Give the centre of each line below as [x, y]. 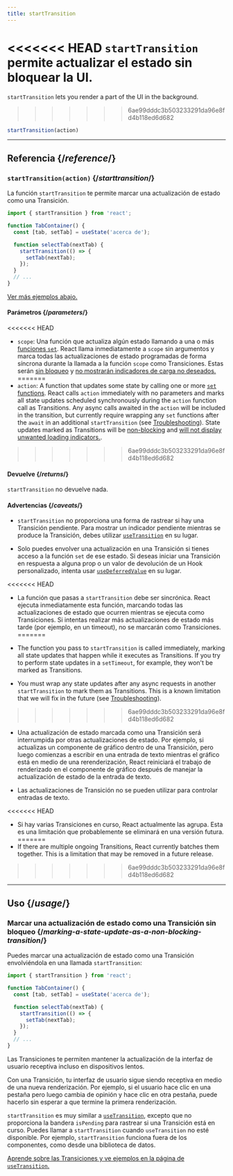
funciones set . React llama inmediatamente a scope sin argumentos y [116, 349]
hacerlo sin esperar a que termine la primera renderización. [92, 1102]
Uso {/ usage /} [39, 903]
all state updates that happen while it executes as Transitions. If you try [119, 656]
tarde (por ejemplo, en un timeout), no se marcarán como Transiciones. [119, 627]
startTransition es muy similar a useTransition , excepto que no [100, 1115]
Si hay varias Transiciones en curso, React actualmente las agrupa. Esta [120, 825]
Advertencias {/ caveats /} [45, 505]
